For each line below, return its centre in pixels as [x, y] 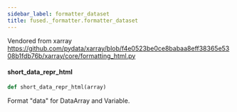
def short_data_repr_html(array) [57, 87]
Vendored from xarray [40, 40]
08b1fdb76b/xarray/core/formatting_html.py [72, 56]
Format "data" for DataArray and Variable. [69, 101]
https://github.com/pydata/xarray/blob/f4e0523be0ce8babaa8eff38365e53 [118, 48]
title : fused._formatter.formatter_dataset [73, 21]
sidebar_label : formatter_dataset [59, 14]
